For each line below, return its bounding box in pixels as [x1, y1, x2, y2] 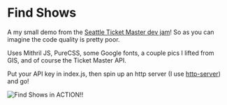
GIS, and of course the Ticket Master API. [7, 56, 127, 64]
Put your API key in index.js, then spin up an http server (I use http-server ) [7, 70, 221, 78]
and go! [7, 76, 29, 85]
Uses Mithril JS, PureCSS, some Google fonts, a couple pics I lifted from [7, 49, 214, 57]
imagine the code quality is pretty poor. [7, 35, 120, 43]
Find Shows [7, 5, 77, 21]
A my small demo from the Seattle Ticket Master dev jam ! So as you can [7, 28, 214, 36]
